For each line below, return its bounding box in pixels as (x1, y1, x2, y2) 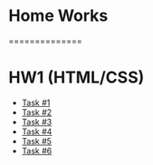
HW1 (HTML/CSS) (8, 67, 145, 88)
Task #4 (21, 126, 53, 137)
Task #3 (21, 116, 53, 127)
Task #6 (21, 145, 53, 156)
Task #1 (21, 97, 51, 108)
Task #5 (21, 135, 52, 146)
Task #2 (21, 106, 53, 118)
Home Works (8, 5, 109, 26)
